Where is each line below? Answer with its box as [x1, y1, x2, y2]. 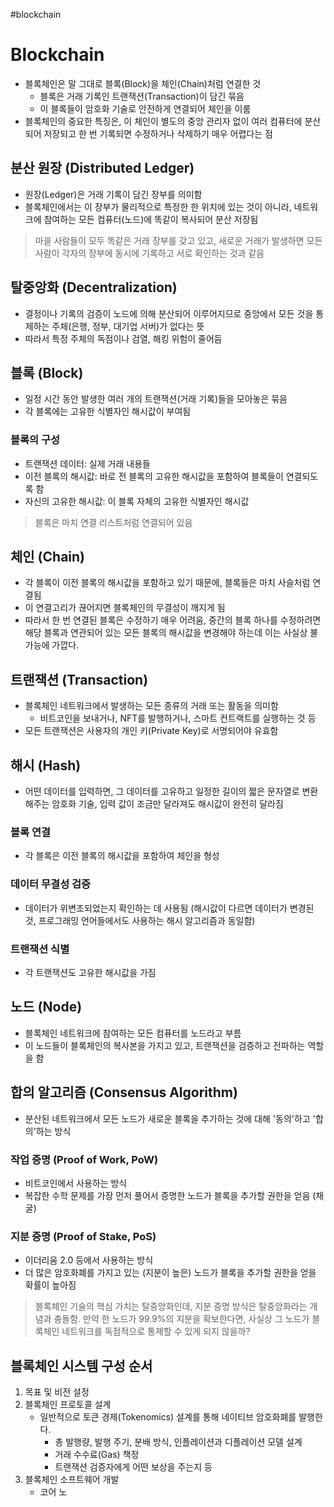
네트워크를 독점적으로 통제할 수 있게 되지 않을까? [61, 1325, 251, 1338]
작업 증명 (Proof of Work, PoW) [10, 1152, 159, 1166]
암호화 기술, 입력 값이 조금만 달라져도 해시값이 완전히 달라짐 [51, 798, 284, 810]
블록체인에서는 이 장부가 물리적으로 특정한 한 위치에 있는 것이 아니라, [24, 200, 292, 213]
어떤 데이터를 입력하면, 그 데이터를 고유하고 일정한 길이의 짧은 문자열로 [24, 785, 300, 798]
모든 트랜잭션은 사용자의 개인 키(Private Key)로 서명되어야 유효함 [24, 725, 279, 737]
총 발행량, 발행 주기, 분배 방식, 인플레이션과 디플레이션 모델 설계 [54, 1436, 303, 1448]
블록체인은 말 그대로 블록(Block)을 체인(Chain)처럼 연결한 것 [24, 77, 262, 89]
